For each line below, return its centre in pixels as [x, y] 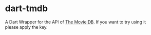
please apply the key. [26, 27]
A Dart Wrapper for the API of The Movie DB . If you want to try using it [75, 22]
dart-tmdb [26, 9]
